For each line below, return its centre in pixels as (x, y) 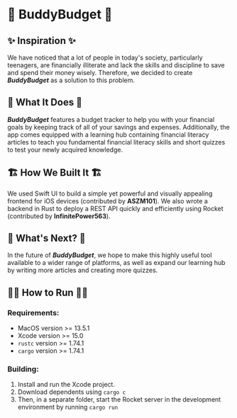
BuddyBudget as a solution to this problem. (71, 80)
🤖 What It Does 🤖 (45, 102)
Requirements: (33, 312)
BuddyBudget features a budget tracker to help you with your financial (111, 119)
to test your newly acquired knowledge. (65, 149)
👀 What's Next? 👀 (46, 238)
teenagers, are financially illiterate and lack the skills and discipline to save (116, 65)
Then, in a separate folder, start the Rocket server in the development (119, 400)
